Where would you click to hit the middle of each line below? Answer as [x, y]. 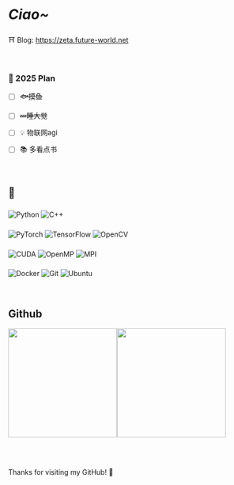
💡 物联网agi [38, 133]
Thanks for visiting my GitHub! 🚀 [61, 472]
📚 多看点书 [38, 150]
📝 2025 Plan [32, 78]
